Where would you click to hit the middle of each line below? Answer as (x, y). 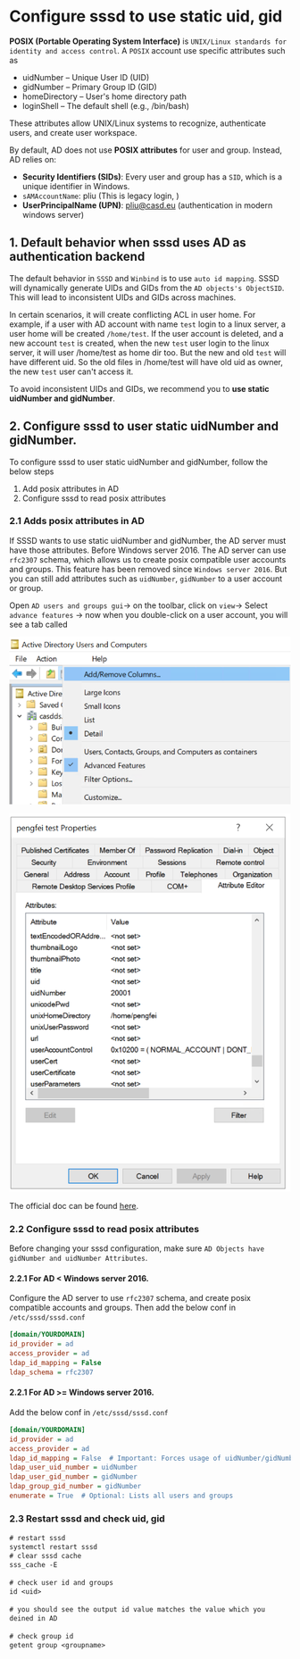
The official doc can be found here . (74, 1205)
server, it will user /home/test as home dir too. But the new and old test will (148, 352)
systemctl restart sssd (54, 1547)
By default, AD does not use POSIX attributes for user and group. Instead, (146, 150)
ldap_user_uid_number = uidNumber (74, 1467)
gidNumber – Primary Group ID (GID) (90, 87)
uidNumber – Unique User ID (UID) (86, 77)
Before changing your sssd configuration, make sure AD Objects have (137, 1248)
